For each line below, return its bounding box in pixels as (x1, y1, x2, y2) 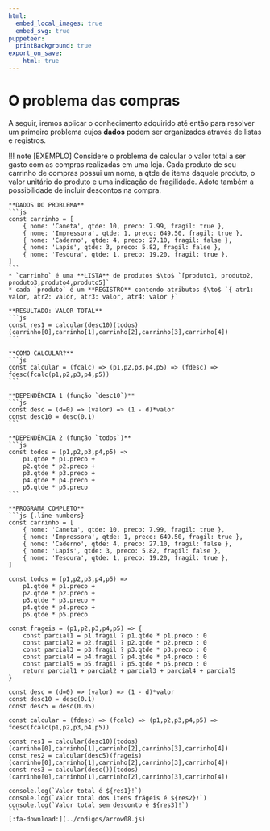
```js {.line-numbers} (8, 512, 85, 520)
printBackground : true (15, 42, 92, 50)
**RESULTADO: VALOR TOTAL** (8, 307, 103, 315)
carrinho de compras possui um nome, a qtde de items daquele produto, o (8, 168, 255, 177)
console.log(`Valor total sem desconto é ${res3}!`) (8, 800, 189, 809)
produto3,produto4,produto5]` (8, 278, 110, 286)
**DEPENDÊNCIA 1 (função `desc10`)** (8, 391, 135, 399)
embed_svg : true (15, 27, 70, 35)
